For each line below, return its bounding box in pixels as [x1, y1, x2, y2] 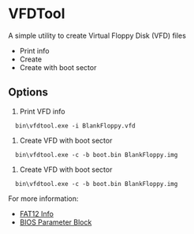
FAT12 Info [19, 209, 54, 218]
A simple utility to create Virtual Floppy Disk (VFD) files [8, 31, 187, 40]
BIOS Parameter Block [19, 217, 92, 227]
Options [8, 86, 49, 99]
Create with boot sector [19, 62, 97, 72]
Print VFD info [19, 106, 65, 116]
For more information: [8, 194, 79, 203]
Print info [19, 46, 50, 55]
